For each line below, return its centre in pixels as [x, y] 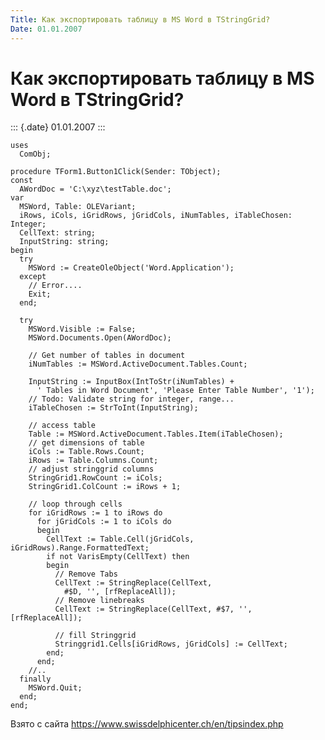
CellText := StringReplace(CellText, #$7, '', [153, 609]
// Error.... [55, 286]
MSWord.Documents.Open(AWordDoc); [100, 338]
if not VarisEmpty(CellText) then [118, 557]
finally [35, 679]
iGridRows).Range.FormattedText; [80, 548]
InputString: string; [64, 242]
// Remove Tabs [86, 574]
